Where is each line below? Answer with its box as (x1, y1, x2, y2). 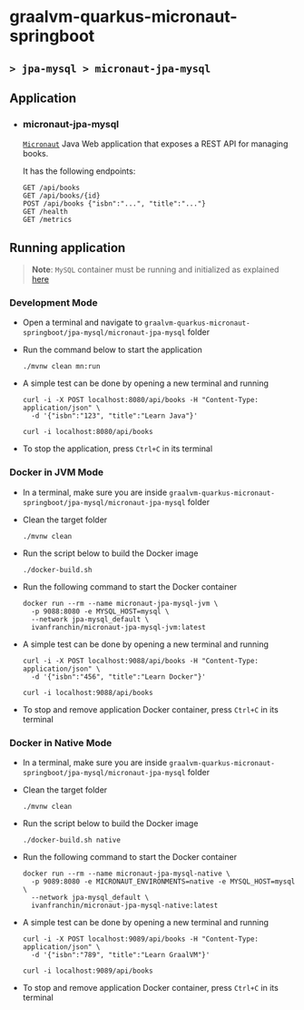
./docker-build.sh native (22, 835, 121, 844)
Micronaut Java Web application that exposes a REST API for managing (22, 138, 289, 149)
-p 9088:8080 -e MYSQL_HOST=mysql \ (31, 607, 170, 616)
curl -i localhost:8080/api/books (22, 428, 153, 437)
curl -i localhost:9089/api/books (22, 966, 153, 975)
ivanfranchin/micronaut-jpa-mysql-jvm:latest (31, 622, 206, 631)
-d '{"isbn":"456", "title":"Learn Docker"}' (31, 672, 206, 682)
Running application (9, 239, 126, 256)
